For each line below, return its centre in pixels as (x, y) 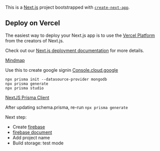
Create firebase (29, 127)
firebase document (32, 132)
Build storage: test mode (38, 143)
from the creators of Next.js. (35, 40)
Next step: (16, 117)
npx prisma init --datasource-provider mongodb (56, 79)
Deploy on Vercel (33, 23)
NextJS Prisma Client (27, 97)
